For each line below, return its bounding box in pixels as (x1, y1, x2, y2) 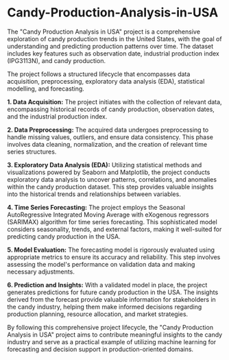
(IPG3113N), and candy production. (7, 56, 106, 64)
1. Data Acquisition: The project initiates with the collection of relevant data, (7, 97, 222, 106)
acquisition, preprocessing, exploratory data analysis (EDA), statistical (7, 77, 205, 85)
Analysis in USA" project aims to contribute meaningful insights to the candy (7, 331, 223, 339)
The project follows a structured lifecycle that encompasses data (7, 70, 191, 78)
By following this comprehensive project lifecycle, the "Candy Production (7, 323, 214, 331)
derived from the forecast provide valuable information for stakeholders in (7, 295, 216, 303)
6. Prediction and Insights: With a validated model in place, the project (7, 280, 208, 289)
